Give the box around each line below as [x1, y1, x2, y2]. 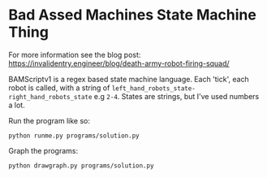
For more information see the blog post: [8, 50, 141, 59]
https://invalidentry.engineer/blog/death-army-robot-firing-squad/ [8, 59, 230, 68]
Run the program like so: [8, 115, 91, 125]
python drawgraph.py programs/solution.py [8, 161, 154, 170]
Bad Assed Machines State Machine [8, 6, 257, 24]
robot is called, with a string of [8, 83, 110, 93]
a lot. [8, 100, 26, 110]
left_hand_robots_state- [111, 84, 196, 93]
